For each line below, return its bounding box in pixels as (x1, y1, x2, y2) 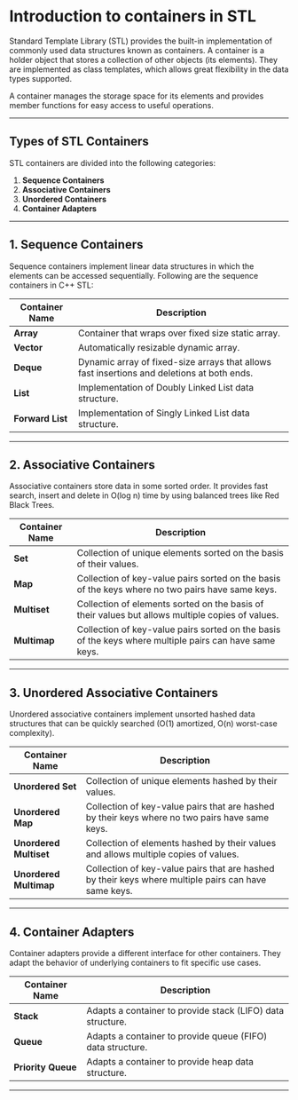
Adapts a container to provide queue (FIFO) (86, 1030, 268, 1042)
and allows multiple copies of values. (85, 848, 239, 860)
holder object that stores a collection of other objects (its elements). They (9, 54, 278, 65)
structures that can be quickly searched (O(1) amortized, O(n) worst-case (9, 718, 278, 729)
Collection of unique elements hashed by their (85, 775, 278, 787)
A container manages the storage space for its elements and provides (9, 91, 264, 101)
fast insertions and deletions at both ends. (78, 367, 254, 379)
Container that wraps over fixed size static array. (78, 327, 281, 339)
